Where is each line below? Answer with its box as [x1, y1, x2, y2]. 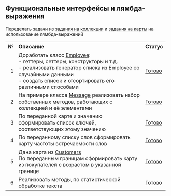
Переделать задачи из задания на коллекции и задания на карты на [5, 26, 154, 32]
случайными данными [18, 70, 74, 78]
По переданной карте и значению [18, 112, 103, 119]
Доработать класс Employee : [18, 51, 91, 58]
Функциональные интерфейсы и [5, 4, 116, 13]
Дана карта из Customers [18, 148, 81, 155]
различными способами [18, 83, 79, 90]
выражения [5, 12, 45, 21]
